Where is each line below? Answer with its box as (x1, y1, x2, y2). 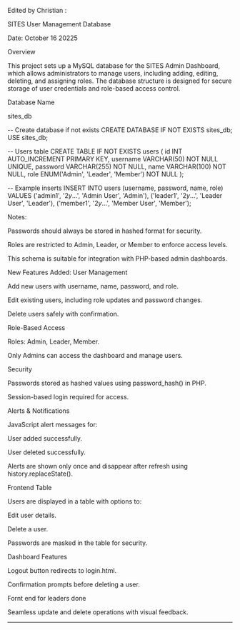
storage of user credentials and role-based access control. (7, 84, 181, 92)
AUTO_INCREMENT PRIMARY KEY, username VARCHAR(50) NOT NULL (7, 155, 219, 163)
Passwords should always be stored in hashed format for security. (7, 226, 202, 235)
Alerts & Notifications (7, 406, 70, 415)
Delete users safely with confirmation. (7, 310, 119, 318)
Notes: (7, 213, 27, 221)
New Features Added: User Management (7, 268, 128, 276)
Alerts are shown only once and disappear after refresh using (7, 462, 188, 470)
